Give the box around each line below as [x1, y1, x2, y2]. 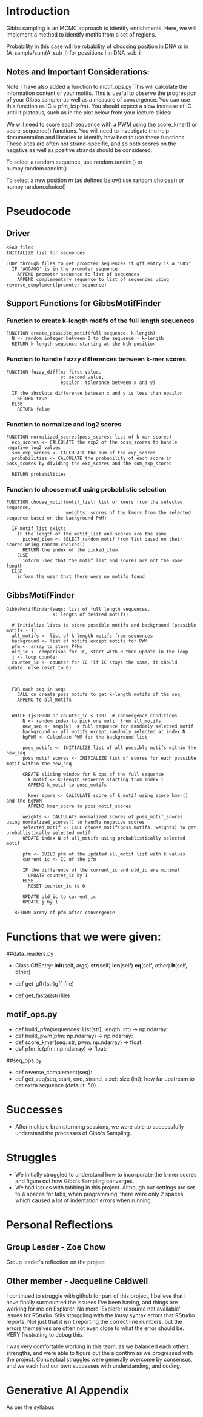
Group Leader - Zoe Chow [6, 1242, 106, 1253]
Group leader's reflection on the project [6, 1258, 105, 1266]
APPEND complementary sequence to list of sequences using [17, 276, 170, 282]
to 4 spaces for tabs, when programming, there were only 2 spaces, [15, 1190, 185, 1197]
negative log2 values [6, 445, 61, 451]
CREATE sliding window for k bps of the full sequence [22, 771, 164, 778]
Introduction [6, 4, 70, 18]
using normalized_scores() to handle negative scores [6, 820, 145, 826]
